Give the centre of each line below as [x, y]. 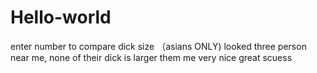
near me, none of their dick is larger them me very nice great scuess [151, 57]
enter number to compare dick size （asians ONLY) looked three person [158, 46]
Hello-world [61, 17]
